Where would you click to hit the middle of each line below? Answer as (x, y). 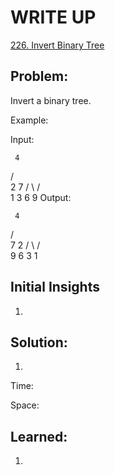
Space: (25, 405)
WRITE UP (53, 17)
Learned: (39, 436)
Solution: (39, 342)
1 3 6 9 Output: (41, 197)
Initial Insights (55, 287)
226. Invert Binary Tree (57, 45)
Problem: (39, 76)
